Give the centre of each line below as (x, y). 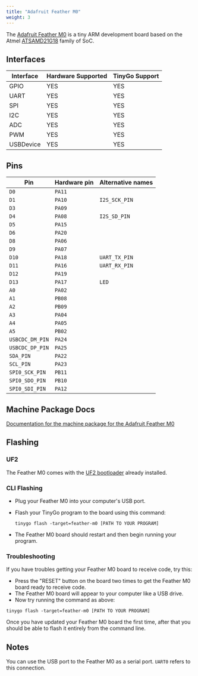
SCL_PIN (20, 364)
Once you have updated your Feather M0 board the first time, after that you (98, 622)
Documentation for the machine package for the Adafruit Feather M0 (90, 423)
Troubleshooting (31, 556)
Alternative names (126, 183)
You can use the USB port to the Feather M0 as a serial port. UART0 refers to (98, 662)
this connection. (26, 668)
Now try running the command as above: (65, 600)
